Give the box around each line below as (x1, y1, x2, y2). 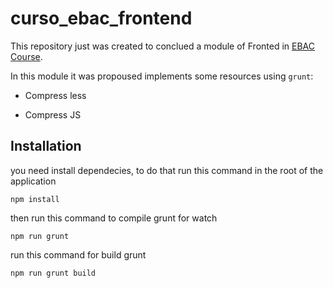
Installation (10, 138, 82, 155)
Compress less (24, 89, 87, 101)
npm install (10, 194, 60, 204)
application (10, 175, 57, 187)
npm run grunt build (10, 268, 97, 278)
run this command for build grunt (10, 248, 147, 261)
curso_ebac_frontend (10, 7, 193, 30)
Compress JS (24, 108, 82, 121)
